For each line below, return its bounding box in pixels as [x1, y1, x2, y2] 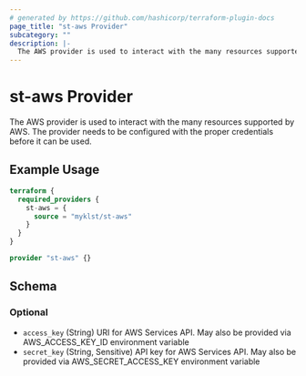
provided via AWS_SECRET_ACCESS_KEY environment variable [22, 356, 260, 367]
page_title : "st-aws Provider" [9, 22, 128, 31]
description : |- [9, 38, 71, 48]
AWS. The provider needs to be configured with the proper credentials [9, 127, 274, 137]
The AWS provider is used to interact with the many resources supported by [9, 117, 295, 127]
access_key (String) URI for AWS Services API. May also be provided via [22, 327, 291, 338]
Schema [9, 279, 57, 294]
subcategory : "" [9, 30, 71, 39]
